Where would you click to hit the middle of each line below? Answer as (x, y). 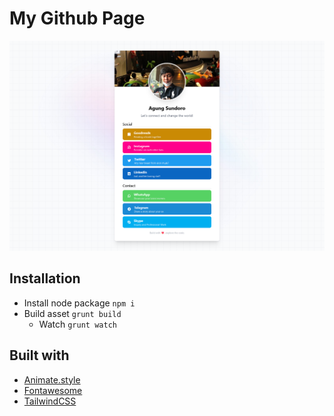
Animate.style (52, 379)
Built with (39, 355)
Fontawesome (53, 390)
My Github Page (77, 18)
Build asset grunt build (72, 313)
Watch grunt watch (77, 324)
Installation (45, 278)
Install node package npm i (79, 303)
